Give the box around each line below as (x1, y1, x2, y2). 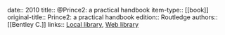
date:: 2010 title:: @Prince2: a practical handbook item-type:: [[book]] (7, 6, 209, 14)
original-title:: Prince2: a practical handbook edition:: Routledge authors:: (7, 13, 218, 21)
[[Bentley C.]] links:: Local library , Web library (7, 21, 139, 28)
